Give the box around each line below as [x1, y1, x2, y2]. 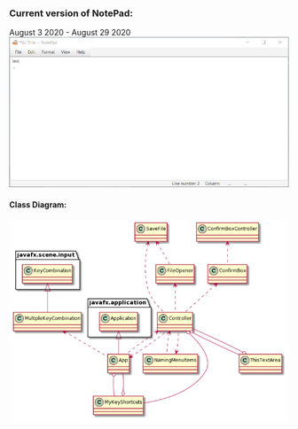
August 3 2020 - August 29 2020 [9, 27, 131, 38]
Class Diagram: [9, 199, 67, 210]
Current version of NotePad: [9, 7, 133, 19]
